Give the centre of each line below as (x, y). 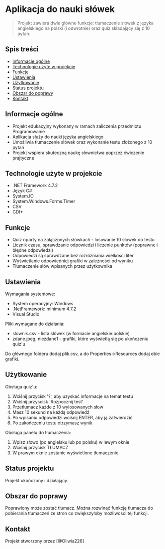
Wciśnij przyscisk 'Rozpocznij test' (48, 401)
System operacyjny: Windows (43, 303)
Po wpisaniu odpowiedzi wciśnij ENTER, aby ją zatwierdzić (72, 417)
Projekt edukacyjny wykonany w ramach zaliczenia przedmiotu (77, 126)
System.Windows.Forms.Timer (44, 201)
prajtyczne (23, 158)
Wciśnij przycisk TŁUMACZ (40, 447)
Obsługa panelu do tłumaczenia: (38, 432)
